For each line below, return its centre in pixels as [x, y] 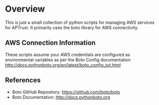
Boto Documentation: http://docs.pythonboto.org [61, 97]
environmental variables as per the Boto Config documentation [68, 60]
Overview [25, 9]
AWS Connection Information [50, 43]
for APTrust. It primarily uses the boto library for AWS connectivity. [72, 27]
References [23, 80]
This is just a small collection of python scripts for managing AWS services [80, 22]
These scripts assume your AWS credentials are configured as [68, 54]
